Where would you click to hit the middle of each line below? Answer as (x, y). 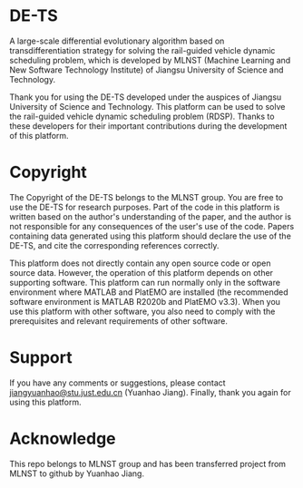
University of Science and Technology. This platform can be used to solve (147, 106)
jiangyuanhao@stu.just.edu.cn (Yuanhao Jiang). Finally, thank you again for (151, 392)
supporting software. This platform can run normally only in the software (145, 282)
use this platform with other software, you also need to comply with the (142, 311)
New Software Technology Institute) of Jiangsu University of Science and (147, 70)
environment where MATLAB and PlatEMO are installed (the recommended (149, 292)
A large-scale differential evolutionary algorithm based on (117, 41)
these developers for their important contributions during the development (148, 126)
